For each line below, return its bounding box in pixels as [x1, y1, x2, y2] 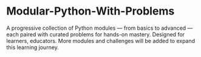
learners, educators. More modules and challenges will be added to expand [6, 37, 196, 44]
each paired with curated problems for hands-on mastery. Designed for [6, 30, 185, 38]
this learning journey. [6, 44, 60, 51]
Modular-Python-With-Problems [6, 4, 175, 18]
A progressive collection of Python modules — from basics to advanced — [6, 24, 193, 32]
